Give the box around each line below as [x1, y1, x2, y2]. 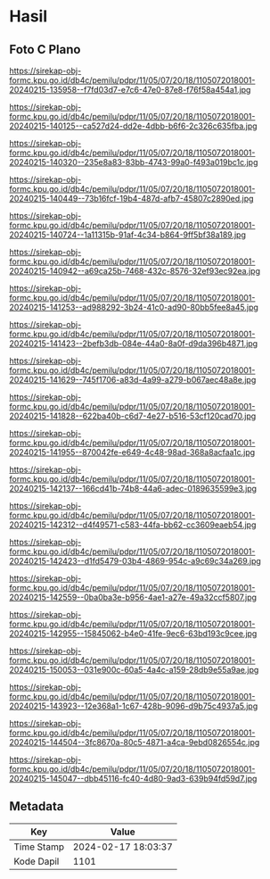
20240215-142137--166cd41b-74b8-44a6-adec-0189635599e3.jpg [9, 484, 257, 493]
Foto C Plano [9, 42, 81, 57]
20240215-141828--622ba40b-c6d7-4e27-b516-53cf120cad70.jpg [9, 410, 257, 421]
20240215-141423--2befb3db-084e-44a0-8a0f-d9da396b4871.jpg [9, 338, 258, 349]
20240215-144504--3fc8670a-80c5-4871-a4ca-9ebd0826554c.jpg [9, 737, 260, 747]
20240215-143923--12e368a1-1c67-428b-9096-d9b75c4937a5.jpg [9, 701, 258, 711]
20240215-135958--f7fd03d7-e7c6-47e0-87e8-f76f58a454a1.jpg [9, 85, 251, 95]
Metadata [9, 799, 64, 814]
